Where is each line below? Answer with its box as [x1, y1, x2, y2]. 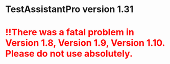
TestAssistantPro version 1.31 [5, 4, 134, 15]
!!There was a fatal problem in [5, 27, 134, 38]
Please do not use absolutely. [5, 48, 133, 59]
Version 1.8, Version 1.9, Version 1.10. [5, 37, 165, 49]
